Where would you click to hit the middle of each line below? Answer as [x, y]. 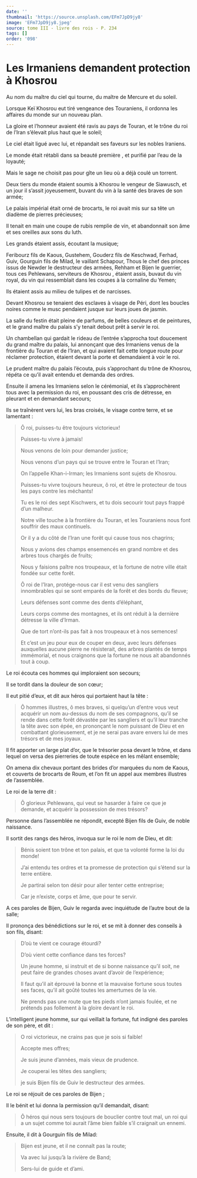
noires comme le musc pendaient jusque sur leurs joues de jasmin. [87, 309]
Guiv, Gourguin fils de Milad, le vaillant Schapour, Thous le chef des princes [98, 261]
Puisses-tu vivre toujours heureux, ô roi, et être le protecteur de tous [103, 484]
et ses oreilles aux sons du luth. [44, 232]
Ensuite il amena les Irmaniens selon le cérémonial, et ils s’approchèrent [93, 386]
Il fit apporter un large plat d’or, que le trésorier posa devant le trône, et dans [98, 750]
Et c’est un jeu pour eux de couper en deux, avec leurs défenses [98, 642]
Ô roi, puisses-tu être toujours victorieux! [70, 427]
